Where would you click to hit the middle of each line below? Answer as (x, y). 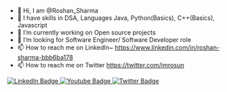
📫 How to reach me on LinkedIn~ (65, 47)
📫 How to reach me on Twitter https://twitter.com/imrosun (101, 65)
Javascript (32, 25)
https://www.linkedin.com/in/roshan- (167, 47)
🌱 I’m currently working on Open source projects (87, 32)
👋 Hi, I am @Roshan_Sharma (58, 11)
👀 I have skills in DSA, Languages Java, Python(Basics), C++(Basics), (116, 18)
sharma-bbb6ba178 (45, 57)
